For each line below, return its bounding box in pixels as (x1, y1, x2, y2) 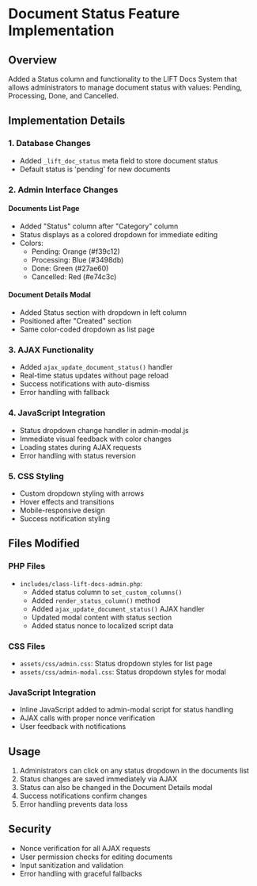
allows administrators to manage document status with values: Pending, (8, 82, 243, 92)
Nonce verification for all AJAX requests (19, 843, 151, 853)
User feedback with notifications (19, 722, 127, 731)
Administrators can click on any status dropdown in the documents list (19, 766, 249, 775)
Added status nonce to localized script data (31, 620, 174, 631)
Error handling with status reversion (19, 451, 137, 460)
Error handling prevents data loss (19, 800, 128, 809)
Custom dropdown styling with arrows (19, 489, 145, 498)
